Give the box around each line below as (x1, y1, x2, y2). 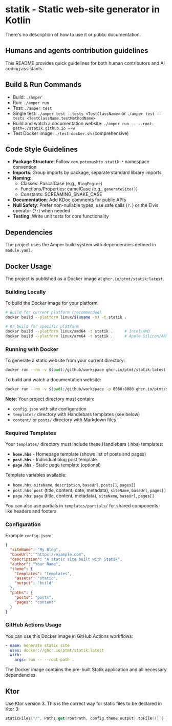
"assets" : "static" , (14, 576, 58, 581)
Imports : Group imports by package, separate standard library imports (12, 169, 162, 175)
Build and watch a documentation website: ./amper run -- (12, 120, 136, 126)
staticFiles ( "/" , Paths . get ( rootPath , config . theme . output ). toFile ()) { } (5, 716, 168, 721)
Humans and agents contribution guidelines (5, 46, 148, 55)
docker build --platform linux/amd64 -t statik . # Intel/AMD (5, 328, 150, 334)
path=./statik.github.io (12, 126, 66, 131)
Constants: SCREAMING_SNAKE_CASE (20, 191, 102, 198)
